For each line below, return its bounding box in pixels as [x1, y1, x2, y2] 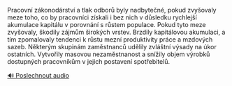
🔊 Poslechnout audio [7, 71, 70, 79]
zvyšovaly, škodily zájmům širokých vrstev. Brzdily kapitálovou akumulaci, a [7, 28, 226, 36]
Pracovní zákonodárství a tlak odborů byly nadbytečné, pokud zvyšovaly [7, 6, 217, 14]
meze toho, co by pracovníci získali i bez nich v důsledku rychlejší [7, 13, 197, 21]
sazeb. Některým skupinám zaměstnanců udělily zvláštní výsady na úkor [7, 43, 217, 51]
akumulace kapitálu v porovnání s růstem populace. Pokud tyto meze [7, 21, 206, 28]
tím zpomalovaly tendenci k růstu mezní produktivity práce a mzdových [7, 35, 213, 44]
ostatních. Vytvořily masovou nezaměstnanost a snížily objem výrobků [7, 50, 210, 58]
